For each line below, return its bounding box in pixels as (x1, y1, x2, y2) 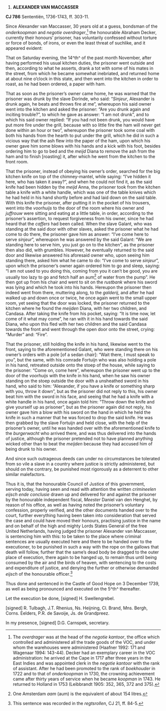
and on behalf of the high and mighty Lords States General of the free (5, 523, 147, 529)
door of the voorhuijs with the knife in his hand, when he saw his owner (5, 373, 151, 379)
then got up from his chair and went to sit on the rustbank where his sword (5, 279, 157, 285)
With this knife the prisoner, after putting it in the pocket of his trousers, (5, 199, 151, 205)
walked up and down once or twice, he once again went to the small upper (5, 295, 157, 301)
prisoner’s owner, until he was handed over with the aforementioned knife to (5, 425, 160, 431)
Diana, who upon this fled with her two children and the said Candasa (5, 321, 147, 327)
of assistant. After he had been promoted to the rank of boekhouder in (12, 665, 156, 671)
